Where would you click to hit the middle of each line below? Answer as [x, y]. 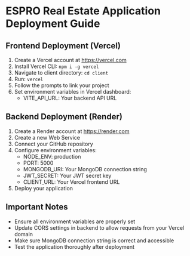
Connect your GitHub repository [53, 144]
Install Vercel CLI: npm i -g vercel [56, 66]
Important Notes [37, 207]
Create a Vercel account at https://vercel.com [70, 60]
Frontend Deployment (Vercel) [63, 46]
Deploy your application [43, 188]
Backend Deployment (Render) [64, 117]
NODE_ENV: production [52, 156]
